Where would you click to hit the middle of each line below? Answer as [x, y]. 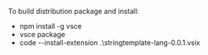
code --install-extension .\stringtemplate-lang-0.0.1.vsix [110, 43]
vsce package [42, 34]
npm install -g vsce [51, 26]
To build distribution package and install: [74, 11]
